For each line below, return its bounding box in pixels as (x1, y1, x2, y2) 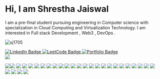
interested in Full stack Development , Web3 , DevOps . (5, 30, 116, 36)
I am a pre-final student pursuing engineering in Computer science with (5, 20, 149, 25)
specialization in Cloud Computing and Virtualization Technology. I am (5, 24, 146, 30)
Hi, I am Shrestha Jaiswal (5, 3, 109, 15)
